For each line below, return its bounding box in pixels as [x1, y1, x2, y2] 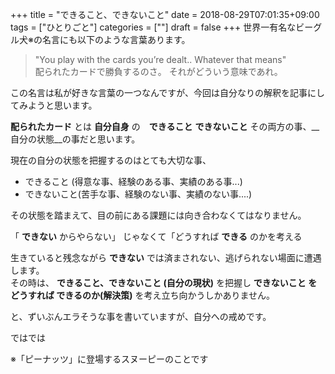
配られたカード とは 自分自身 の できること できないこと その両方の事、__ [10, 121, 320, 132]
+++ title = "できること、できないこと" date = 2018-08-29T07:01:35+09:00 [10, 9, 320, 20]
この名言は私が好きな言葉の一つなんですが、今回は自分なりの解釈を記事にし [10, 87, 326, 98]
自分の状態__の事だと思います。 [10, 133, 141, 145]
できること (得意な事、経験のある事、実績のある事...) [24, 176, 243, 187]
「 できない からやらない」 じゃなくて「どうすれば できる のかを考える [10, 231, 303, 242]
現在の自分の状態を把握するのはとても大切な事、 [10, 154, 212, 166]
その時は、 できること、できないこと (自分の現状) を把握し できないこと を [10, 277, 318, 288]
